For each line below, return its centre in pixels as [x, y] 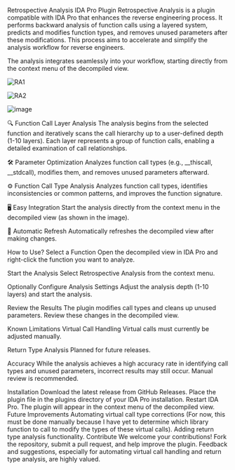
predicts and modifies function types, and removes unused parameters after [117, 32]
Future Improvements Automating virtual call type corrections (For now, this [116, 414]
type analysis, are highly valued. [54, 459]
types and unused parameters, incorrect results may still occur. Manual [110, 371]
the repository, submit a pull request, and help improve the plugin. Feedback [117, 444]
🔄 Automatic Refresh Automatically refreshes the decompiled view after [110, 231]
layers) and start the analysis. [50, 294]
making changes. [32, 239]
